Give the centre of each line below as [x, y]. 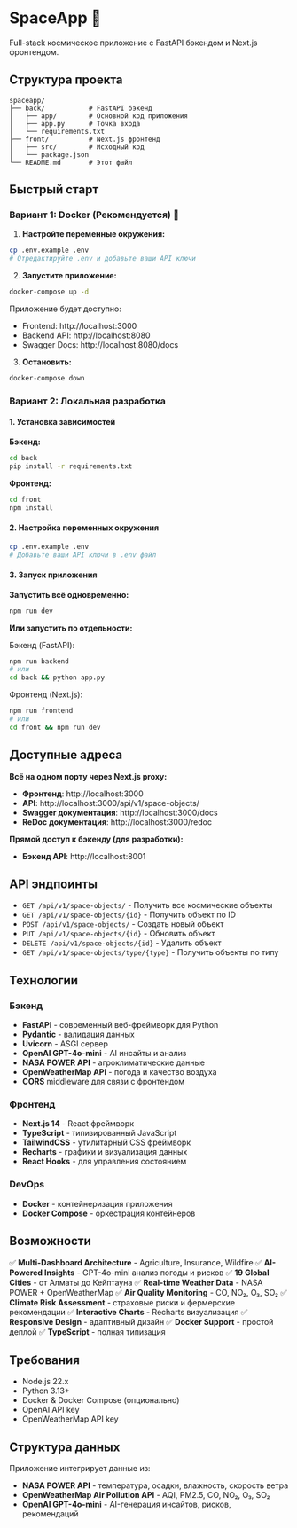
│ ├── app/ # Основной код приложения [99, 116]
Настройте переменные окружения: [94, 234]
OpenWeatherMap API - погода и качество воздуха [119, 1072]
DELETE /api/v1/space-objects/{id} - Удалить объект [121, 943]
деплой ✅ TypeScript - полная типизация [87, 1332]
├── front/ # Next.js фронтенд [85, 139]
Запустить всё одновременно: [69, 594]
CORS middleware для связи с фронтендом [103, 1082]
